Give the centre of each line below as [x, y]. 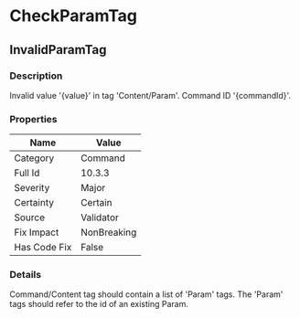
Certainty [34, 203]
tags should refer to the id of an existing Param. [99, 304]
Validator [100, 217]
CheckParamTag [74, 16]
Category [34, 158]
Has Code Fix [43, 248]
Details [26, 275]
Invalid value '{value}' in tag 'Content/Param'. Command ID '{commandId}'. [150, 95]
